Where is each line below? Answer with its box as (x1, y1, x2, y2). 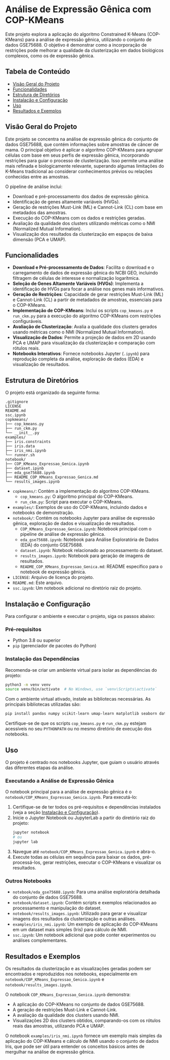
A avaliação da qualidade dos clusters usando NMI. (12, 1012, 120, 1018)
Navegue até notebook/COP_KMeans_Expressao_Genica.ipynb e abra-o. (12, 848, 156, 855)
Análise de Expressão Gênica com (5, 4, 151, 15)
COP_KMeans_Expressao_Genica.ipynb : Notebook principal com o (20, 526, 152, 532)
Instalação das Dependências (5, 655, 80, 663)
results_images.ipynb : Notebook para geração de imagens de (20, 553, 150, 559)
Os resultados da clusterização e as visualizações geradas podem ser (5, 966, 151, 972)
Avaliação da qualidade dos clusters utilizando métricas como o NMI (12, 220, 155, 226)
